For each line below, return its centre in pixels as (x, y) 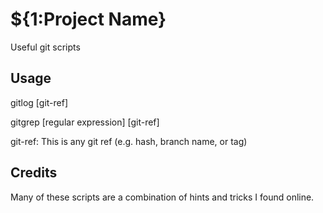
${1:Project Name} (88, 19)
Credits (34, 173)
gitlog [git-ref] (39, 102)
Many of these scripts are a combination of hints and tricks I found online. (162, 197)
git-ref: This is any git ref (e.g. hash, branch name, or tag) (129, 141)
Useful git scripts (45, 47)
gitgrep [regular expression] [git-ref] (85, 122)
